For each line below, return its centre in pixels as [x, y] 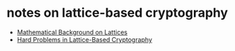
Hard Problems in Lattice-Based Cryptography [85, 39]
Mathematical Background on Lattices [72, 32]
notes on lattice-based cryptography [117, 13]
